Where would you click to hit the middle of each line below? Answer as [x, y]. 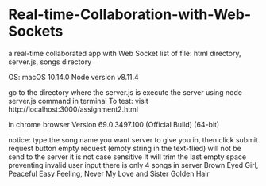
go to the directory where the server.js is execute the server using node [125, 92]
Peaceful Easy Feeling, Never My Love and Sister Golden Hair [109, 173]
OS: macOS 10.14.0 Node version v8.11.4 [73, 77]
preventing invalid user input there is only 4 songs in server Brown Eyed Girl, [133, 165]
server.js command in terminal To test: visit [78, 101]
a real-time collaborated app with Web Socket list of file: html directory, [125, 53]
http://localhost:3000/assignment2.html [73, 109]
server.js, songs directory [50, 62]
